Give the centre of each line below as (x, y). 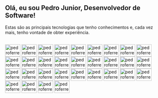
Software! (20, 16)
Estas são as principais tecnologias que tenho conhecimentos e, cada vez (79, 27)
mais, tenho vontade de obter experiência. (47, 32)
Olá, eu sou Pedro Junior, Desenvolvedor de (73, 8)
